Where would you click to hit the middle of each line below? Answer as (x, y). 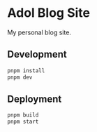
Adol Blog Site (49, 13)
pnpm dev (20, 77)
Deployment (35, 99)
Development (37, 54)
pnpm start (23, 122)
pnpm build (23, 115)
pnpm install (26, 71)
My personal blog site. (39, 32)
